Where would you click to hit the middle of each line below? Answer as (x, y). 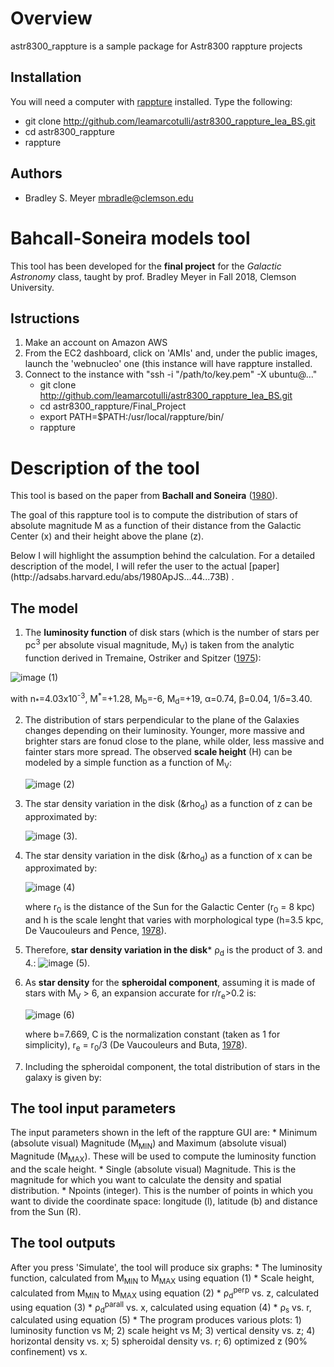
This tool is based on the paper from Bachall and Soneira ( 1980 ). (144, 496)
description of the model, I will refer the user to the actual (128, 566)
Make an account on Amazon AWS (96, 343)
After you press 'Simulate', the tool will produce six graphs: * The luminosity (166, 1267)
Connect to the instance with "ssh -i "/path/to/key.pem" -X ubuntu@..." (171, 374)
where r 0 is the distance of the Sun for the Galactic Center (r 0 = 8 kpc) (170, 908)
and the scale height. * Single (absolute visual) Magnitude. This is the (153, 1169)
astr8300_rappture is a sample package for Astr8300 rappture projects (156, 46)
